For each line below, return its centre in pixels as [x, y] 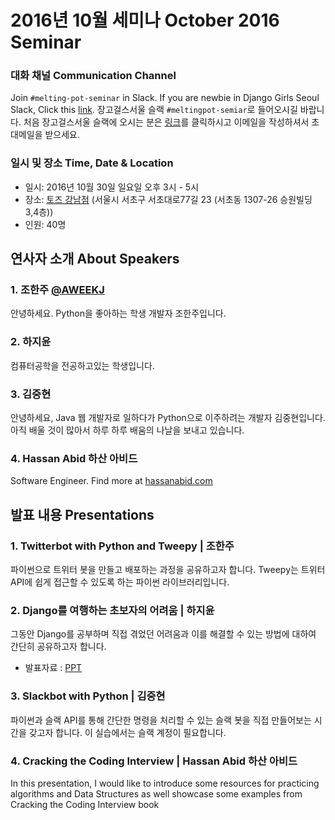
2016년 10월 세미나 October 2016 [145, 20]
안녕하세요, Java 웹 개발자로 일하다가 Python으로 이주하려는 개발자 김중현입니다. [168, 418]
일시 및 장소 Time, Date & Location [92, 163]
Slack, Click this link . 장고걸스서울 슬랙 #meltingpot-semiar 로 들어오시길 [154, 110]
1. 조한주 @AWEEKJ [57, 290]
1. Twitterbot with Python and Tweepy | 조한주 [122, 546]
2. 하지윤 [31, 342]
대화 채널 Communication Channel [93, 76]
